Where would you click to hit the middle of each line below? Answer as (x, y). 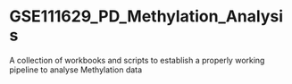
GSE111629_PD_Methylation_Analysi (146, 17)
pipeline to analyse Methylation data (76, 70)
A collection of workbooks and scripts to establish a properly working (137, 60)
